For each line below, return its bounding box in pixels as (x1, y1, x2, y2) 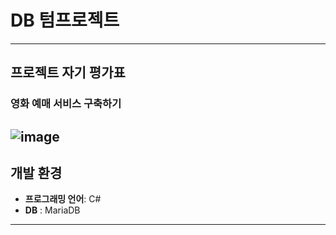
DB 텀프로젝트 (10, 9, 120, 32)
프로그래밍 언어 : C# (24, 193, 102, 205)
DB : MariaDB (24, 204, 81, 216)
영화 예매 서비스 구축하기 (10, 97, 122, 111)
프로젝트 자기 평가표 (10, 64, 126, 81)
